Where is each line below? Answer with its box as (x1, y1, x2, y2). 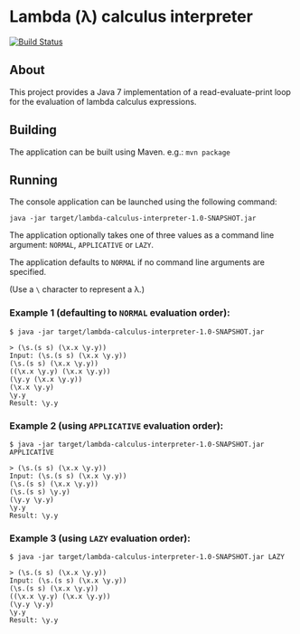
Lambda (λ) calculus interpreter (9, 6, 253, 27)
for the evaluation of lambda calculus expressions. (9, 96, 197, 107)
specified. (9, 267, 47, 278)
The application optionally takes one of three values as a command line (9, 230, 275, 241)
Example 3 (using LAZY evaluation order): (9, 532, 192, 544)
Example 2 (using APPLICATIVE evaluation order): (9, 419, 224, 431)
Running (9, 172, 59, 187)
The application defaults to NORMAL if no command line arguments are (9, 257, 265, 268)
